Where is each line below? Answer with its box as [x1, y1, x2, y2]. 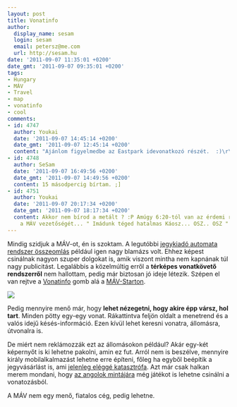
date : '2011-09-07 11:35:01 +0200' [7, 56, 112, 63]
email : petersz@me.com [13, 43, 80, 50]
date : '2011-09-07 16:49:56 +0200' [13, 167, 119, 175]
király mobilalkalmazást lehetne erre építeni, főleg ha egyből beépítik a [7, 355, 213, 363]
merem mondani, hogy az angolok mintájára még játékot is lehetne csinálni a [7, 370, 230, 378]
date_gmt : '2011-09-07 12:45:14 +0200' [13, 142, 131, 149]
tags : [7, 69, 23, 76]
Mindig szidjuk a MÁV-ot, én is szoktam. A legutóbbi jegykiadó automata [7, 239, 218, 248]
